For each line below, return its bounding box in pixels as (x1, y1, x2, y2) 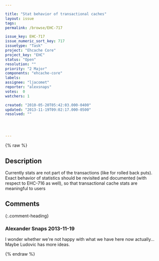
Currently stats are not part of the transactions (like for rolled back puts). (5, 169, 153, 175)
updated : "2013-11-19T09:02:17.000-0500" (5, 107, 92, 112)
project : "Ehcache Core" (5, 48, 56, 53)
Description (5, 157, 42, 165)
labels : (5, 75, 21, 80)
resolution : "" (5, 62, 36, 66)
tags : (5, 21, 16, 26)
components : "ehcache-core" (5, 71, 63, 76)
